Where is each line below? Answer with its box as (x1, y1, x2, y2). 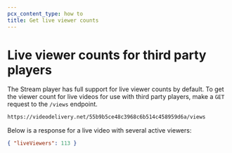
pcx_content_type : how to (7, 10, 83, 18)
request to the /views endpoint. (7, 100, 98, 109)
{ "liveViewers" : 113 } (7, 140, 77, 147)
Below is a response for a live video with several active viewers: (7, 126, 192, 135)
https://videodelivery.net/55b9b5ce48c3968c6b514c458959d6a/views (7, 114, 206, 121)
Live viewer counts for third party (7, 47, 207, 63)
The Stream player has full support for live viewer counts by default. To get (7, 85, 224, 93)
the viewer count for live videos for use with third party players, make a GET (7, 93, 225, 101)
